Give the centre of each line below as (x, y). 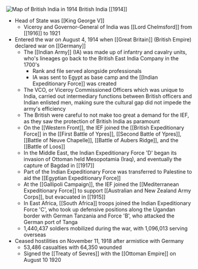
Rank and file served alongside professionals (87, 71)
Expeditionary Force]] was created (74, 84)
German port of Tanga (51, 222)
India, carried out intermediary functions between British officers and (108, 96)
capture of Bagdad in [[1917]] (59, 165)
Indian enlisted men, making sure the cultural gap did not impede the (107, 103)
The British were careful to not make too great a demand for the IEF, (106, 115)
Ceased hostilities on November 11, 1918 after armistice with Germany (99, 241)
